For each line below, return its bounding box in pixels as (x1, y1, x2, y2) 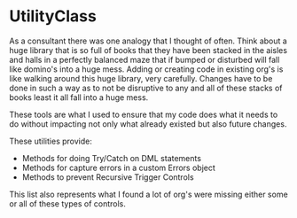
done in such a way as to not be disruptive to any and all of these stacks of (9, 82, 283, 93)
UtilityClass (9, 6, 98, 27)
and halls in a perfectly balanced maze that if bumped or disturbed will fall (9, 54, 280, 65)
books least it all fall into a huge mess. (9, 91, 149, 103)
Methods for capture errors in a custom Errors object (21, 162, 215, 173)
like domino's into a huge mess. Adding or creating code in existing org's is (9, 64, 284, 74)
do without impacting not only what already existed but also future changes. (9, 118, 287, 129)
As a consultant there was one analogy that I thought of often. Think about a (9, 35, 288, 46)
